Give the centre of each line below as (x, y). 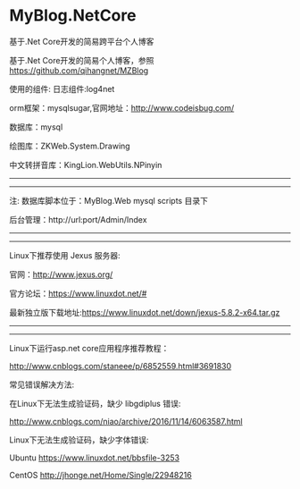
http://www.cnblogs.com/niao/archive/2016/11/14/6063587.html (126, 421)
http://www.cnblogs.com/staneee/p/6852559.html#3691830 (121, 366)
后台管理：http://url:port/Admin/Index (78, 219)
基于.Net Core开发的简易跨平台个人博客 (82, 41)
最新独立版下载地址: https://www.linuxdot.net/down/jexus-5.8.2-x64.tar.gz (145, 312)
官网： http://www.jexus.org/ (61, 274)
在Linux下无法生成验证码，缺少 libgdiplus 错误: (95, 403)
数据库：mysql (36, 127)
